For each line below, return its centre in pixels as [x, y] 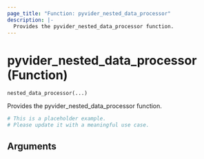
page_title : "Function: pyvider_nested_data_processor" [89, 13]
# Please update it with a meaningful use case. [78, 125]
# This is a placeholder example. [57, 119]
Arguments [32, 146]
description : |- [30, 20]
